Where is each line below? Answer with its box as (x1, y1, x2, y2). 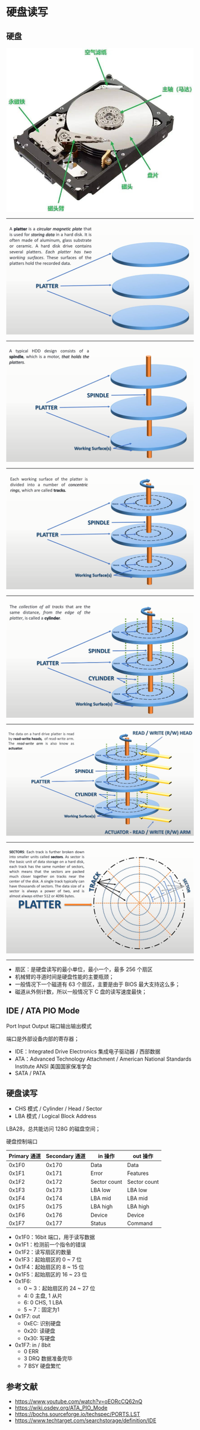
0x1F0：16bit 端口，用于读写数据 (14, 1233, 95, 1241)
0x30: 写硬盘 (23, 1335, 55, 1342)
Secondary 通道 (45, 1152, 86, 1159)
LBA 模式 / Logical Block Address (14, 1113, 97, 1120)
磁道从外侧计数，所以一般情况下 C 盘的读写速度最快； (14, 988, 147, 995)
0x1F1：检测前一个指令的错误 (14, 1241, 86, 1248)
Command (127, 1220, 153, 1227)
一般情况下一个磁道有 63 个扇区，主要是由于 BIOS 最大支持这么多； (14, 981, 180, 988)
